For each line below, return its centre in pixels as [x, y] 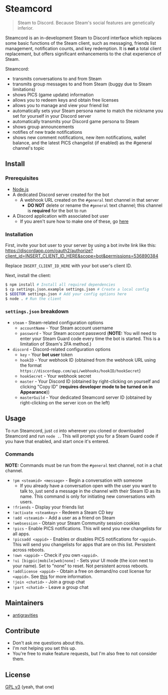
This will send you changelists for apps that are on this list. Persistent [84, 544]
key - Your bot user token [46, 355]
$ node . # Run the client [33, 299]
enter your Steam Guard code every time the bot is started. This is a [90, 338]
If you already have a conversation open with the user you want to [88, 485]
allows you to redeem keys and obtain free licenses [65, 100]
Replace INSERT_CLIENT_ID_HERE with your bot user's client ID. [68, 266]
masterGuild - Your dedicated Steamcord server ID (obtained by [86, 397]
